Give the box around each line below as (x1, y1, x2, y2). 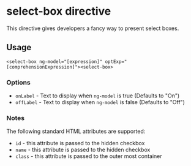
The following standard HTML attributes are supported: (6, 127, 146, 135)
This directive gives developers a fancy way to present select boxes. (6, 25, 179, 32)
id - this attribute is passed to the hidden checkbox (15, 140, 145, 147)
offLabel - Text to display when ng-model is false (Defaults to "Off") (15, 99, 185, 106)
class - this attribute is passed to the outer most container (15, 153, 162, 160)
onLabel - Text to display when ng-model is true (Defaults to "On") (15, 92, 180, 99)
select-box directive (6, 4, 111, 18)
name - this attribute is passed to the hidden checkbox (15, 146, 151, 154)
